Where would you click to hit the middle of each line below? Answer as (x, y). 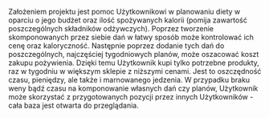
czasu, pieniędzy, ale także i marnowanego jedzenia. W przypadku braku (129, 80)
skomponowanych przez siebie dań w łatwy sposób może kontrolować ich (131, 37)
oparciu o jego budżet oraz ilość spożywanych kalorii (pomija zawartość (128, 20)
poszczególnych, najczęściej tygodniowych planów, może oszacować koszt (134, 54)
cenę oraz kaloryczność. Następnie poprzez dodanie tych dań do (116, 46)
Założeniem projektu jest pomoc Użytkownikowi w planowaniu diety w (124, 12)
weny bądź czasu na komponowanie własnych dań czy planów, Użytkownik (133, 88)
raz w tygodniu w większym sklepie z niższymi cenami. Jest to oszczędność (135, 71)
